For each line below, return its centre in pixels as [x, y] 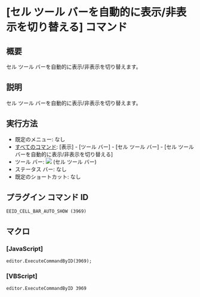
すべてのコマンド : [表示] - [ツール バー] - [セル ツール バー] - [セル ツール [104, 147]
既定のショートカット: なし [48, 177]
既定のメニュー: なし [40, 139]
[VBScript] [22, 276]
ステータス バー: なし [41, 169]
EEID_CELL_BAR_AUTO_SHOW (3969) [46, 211]
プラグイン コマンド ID [47, 197]
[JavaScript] [25, 248]
